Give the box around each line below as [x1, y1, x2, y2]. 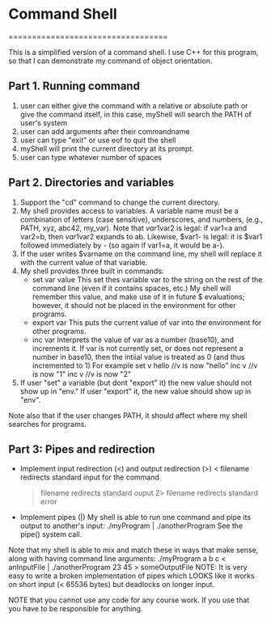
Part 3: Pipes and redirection [8, 442, 155, 456]
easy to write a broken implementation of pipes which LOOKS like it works [8, 571, 255, 581]
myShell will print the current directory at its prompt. [19, 143, 194, 154]
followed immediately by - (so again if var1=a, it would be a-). [19, 240, 225, 250]
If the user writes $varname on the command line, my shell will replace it [19, 248, 262, 259]
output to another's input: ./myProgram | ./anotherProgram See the [19, 521, 243, 530]
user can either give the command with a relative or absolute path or [19, 100, 248, 110]
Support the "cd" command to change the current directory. [19, 197, 220, 207]
